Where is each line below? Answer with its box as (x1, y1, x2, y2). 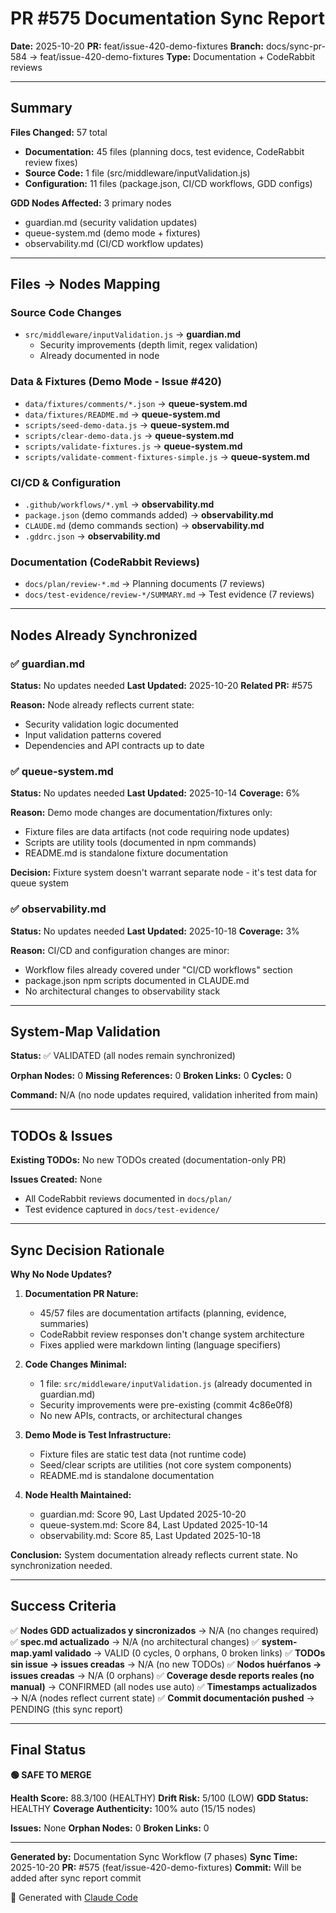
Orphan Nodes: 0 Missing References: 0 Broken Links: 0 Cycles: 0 (10, 1070, 292, 1082)
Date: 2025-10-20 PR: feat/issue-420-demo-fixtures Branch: (10, 40, 264, 52)
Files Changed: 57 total (10, 126, 108, 138)
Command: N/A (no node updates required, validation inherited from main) (10, 1089, 319, 1101)
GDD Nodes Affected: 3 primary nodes (10, 197, 172, 209)
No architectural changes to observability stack (24, 985, 221, 997)
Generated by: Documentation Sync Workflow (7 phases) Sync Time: (10, 1850, 298, 1862)
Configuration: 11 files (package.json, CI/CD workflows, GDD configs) (24, 177, 313, 189)
